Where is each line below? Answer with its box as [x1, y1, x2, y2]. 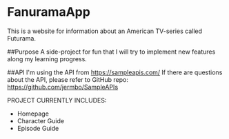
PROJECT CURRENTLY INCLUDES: [7, 96, 107, 104]
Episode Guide [17, 124, 59, 132]
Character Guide [17, 116, 64, 125]
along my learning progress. [7, 54, 88, 63]
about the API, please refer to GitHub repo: [7, 75, 129, 83]
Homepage [17, 109, 50, 118]
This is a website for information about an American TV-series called [7, 27, 202, 35]
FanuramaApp [7, 4, 91, 20]
